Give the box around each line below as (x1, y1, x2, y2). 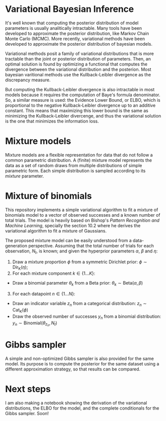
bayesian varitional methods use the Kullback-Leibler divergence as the (5, 71, 151, 77)
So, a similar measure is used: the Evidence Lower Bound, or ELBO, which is (5, 97, 161, 103)
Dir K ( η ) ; (12, 264, 28, 271)
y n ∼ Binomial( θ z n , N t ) (12, 320, 57, 328)
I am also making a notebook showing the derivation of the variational (5, 400, 147, 406)
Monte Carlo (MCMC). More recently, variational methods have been (5, 36, 145, 42)
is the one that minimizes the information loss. (5, 118, 99, 124)
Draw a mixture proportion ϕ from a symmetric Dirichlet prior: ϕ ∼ (12, 259, 147, 265)
